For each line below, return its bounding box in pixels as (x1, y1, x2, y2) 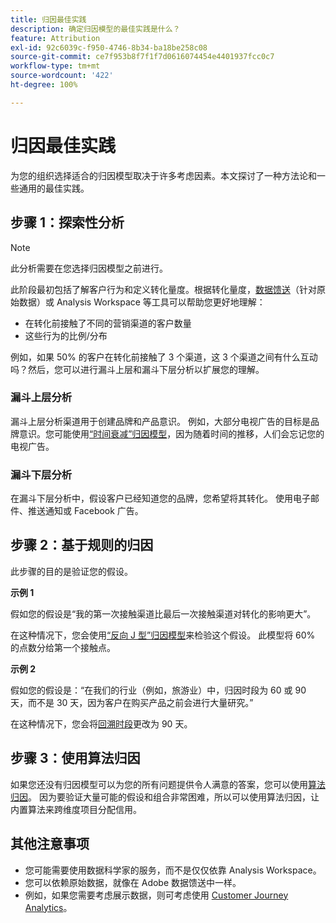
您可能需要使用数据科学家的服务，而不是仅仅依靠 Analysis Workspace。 (24, 864, 322, 876)
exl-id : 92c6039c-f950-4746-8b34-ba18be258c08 (10, 42, 208, 53)
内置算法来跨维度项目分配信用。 (10, 803, 142, 815)
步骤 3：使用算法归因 (10, 750, 141, 767)
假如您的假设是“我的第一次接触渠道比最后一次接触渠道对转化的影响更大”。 (10, 607, 317, 620)
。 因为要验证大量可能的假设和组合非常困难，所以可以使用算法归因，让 (28, 791, 320, 803)
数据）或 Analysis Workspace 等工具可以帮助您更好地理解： (18, 296, 266, 308)
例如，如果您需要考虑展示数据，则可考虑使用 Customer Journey (24, 889, 289, 901)
